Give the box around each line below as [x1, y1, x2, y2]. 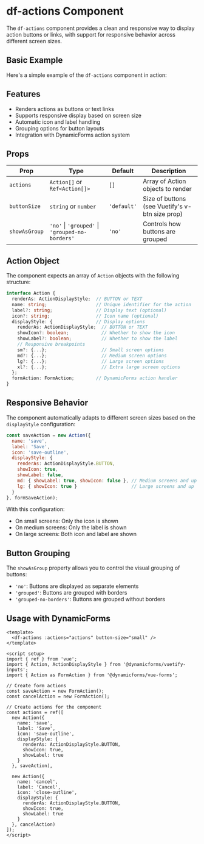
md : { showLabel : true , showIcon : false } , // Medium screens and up [17, 477, 197, 484]
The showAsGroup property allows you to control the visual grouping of [6, 564, 180, 571]
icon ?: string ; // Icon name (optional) [12, 313, 159, 319]
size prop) [154, 210, 183, 218]
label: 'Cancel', [17, 784, 61, 790]
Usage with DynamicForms [6, 613, 110, 623]
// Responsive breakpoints [17, 342, 86, 348]
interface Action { [6, 290, 56, 296]
